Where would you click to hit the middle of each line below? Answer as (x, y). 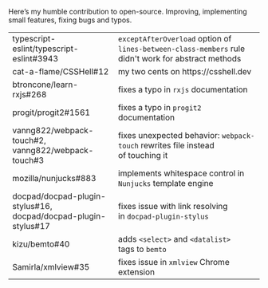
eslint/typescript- (45, 49)
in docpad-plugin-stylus (164, 216)
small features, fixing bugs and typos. (70, 20)
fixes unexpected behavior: (169, 135)
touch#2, (29, 140)
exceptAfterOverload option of (175, 39)
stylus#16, (33, 206)
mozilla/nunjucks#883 (54, 178)
